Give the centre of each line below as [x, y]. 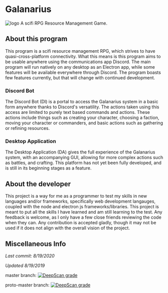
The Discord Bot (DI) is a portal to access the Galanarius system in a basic [82, 102]
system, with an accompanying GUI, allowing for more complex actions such [84, 158]
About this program [36, 39]
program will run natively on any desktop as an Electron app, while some [80, 67]
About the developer [38, 184]
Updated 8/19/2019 [25, 265]
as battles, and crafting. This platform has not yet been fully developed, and [83, 163]
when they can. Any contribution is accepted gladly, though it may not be [81, 223]
